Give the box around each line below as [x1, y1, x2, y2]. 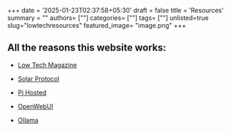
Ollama [17, 115, 39, 124]
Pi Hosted [17, 88, 47, 97]
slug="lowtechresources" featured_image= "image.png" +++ [7, 21, 186, 29]
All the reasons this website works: [7, 42, 166, 54]
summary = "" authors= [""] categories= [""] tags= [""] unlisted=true [7, 14, 209, 22]
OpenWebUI [17, 102, 53, 110]
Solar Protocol [17, 74, 60, 83]
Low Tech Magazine [17, 61, 77, 69]
